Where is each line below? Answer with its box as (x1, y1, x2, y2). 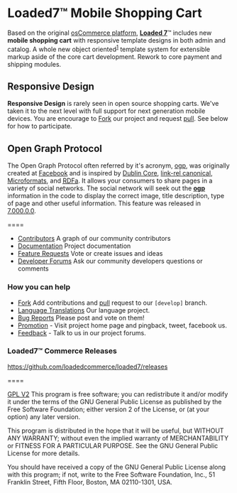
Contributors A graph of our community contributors (17, 234, 171, 243)
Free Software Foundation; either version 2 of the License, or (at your (7, 405, 210, 413)
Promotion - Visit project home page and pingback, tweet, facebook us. (17, 321, 227, 330)
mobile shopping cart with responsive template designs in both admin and (7, 36, 226, 44)
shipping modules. (7, 60, 62, 68)
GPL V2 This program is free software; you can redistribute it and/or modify (7, 389, 228, 399)
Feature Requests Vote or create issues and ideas (17, 249, 163, 258)
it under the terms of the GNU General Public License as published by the (7, 397, 222, 406)
